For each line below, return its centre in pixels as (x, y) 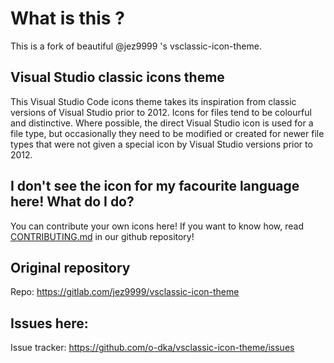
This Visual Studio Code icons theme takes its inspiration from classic (153, 101)
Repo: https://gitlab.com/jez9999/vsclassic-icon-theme (125, 292)
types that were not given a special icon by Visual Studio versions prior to (161, 144)
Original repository (70, 267)
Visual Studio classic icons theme (117, 77)
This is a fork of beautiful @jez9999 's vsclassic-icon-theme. (136, 46)
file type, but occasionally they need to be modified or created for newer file (167, 133)
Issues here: (49, 323)
